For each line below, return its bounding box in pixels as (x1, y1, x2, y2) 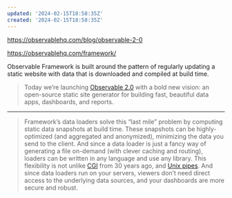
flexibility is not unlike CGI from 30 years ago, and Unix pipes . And (23, 161, 213, 170)
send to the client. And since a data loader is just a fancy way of (23, 139, 206, 148)
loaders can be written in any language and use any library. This (23, 154, 207, 162)
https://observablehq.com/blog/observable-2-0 (7, 35, 143, 43)
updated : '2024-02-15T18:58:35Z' (7, 10, 104, 17)
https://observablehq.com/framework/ (7, 49, 117, 57)
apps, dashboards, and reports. (23, 97, 114, 106)
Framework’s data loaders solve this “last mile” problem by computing (23, 117, 223, 126)
